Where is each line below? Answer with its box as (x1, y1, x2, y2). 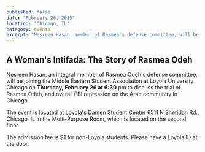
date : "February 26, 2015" (6, 15, 75, 21)
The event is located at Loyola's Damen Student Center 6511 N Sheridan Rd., (6, 108, 199, 116)
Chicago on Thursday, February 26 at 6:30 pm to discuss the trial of (6, 83, 181, 91)
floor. (6, 121, 20, 129)
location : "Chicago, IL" (6, 20, 70, 26)
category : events (6, 26, 51, 32)
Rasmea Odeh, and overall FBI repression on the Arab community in (6, 90, 178, 97)
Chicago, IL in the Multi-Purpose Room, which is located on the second (6, 115, 187, 123)
